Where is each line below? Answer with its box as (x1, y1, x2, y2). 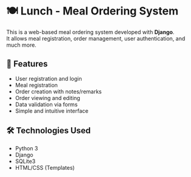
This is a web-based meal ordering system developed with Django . (6, 28, 175, 36)
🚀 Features (6, 59, 48, 69)
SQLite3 (15, 158, 36, 165)
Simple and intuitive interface (15, 107, 89, 115)
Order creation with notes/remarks (15, 88, 102, 95)
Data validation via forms (15, 101, 78, 108)
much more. (6, 41, 36, 48)
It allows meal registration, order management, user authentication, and (6, 35, 186, 42)
